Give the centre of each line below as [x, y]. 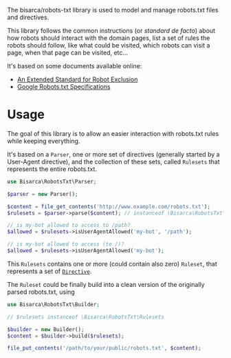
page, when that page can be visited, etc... [68, 52]
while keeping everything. [44, 141]
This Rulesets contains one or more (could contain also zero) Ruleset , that [112, 263]
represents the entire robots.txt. [52, 169]
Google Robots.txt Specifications [64, 87]
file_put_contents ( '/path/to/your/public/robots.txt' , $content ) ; [104, 348]
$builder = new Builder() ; [46, 329]
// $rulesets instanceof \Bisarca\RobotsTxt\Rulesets [86, 317]
